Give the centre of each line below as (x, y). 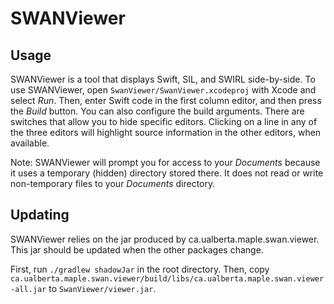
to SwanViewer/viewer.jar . (102, 288)
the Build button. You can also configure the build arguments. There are (157, 111)
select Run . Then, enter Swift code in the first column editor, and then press (166, 100)
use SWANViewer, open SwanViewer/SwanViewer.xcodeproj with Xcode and (163, 90)
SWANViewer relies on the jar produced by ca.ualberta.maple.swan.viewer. (165, 239)
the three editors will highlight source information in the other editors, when (166, 132)
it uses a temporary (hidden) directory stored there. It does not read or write (167, 173)
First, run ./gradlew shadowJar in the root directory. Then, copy (140, 269)
